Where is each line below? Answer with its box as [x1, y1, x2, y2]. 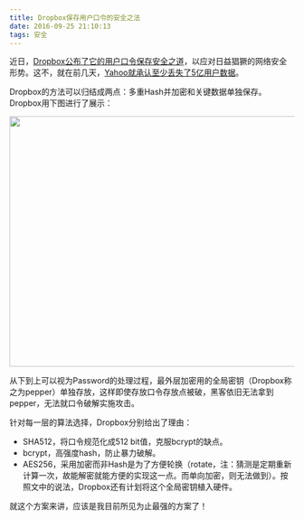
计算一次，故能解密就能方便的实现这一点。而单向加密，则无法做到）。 [22, 470, 280, 481]
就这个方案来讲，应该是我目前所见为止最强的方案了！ [9, 501, 208, 512]
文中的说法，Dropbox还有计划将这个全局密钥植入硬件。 [30, 481, 238, 493]
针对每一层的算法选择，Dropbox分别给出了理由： [9, 417, 193, 428]
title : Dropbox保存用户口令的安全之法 [9, 13, 141, 23]
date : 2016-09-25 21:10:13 [9, 22, 111, 31]
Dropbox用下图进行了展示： [9, 98, 113, 109]
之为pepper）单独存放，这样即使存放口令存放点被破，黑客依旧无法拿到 [9, 386, 274, 398]
